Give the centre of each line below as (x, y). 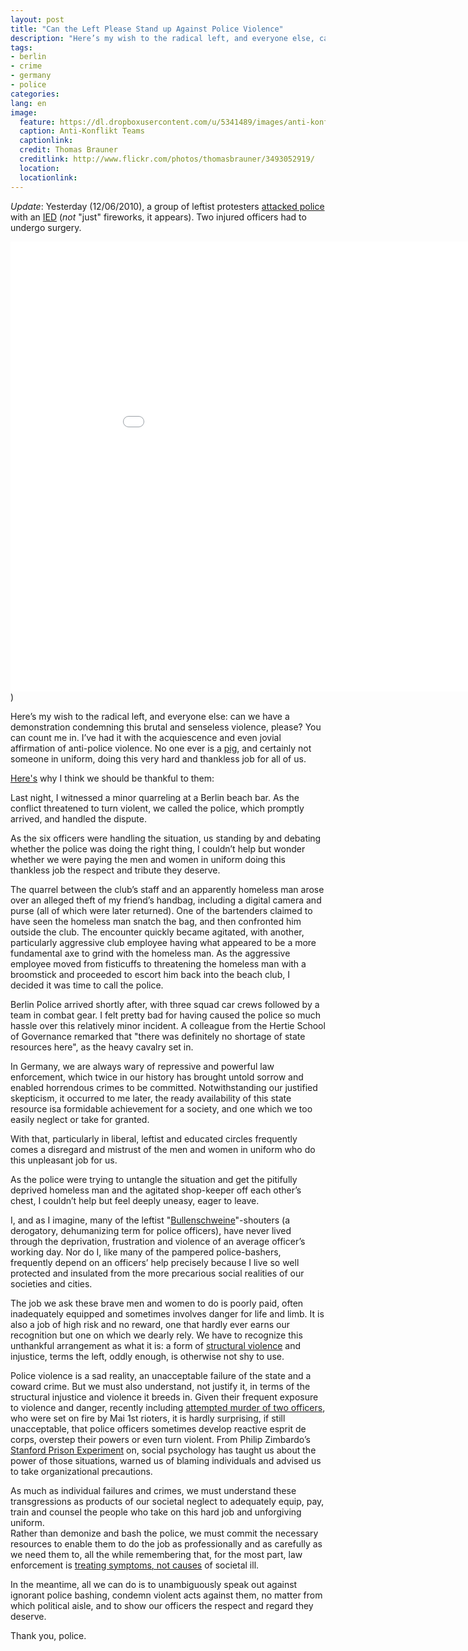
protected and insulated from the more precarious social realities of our (157, 1273)
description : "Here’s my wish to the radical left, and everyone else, (162, 38)
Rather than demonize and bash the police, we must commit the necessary (164, 1533)
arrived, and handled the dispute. (78, 818)
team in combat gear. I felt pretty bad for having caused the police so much (166, 1015)
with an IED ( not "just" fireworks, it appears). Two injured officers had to (158, 217)
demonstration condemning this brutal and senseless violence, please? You (166, 727)
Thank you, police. (48, 1635)
